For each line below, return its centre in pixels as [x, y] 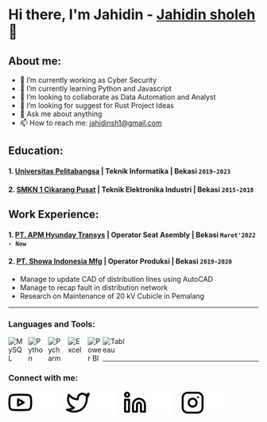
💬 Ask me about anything [61, 114]
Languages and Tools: [52, 324]
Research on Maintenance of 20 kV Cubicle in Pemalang [112, 295]
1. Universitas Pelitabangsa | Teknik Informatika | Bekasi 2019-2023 [120, 171]
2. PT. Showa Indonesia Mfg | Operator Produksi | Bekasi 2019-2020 [120, 261]
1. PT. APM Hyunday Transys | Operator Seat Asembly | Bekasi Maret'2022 [132, 234]
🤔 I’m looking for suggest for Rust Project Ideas [97, 105]
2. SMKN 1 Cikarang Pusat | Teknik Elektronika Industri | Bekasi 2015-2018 [131, 190]
